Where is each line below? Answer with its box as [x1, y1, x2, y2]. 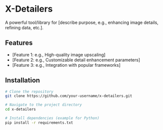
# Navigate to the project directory [5, 102, 82, 108]
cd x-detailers [5, 107, 36, 112]
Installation [5, 76, 40, 85]
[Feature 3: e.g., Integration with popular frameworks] [12, 62, 121, 68]
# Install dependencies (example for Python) [5, 116, 99, 121]
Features [5, 39, 33, 47]
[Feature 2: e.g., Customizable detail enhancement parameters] [12, 57, 140, 63]
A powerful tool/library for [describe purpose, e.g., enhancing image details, [5, 19, 159, 25]
